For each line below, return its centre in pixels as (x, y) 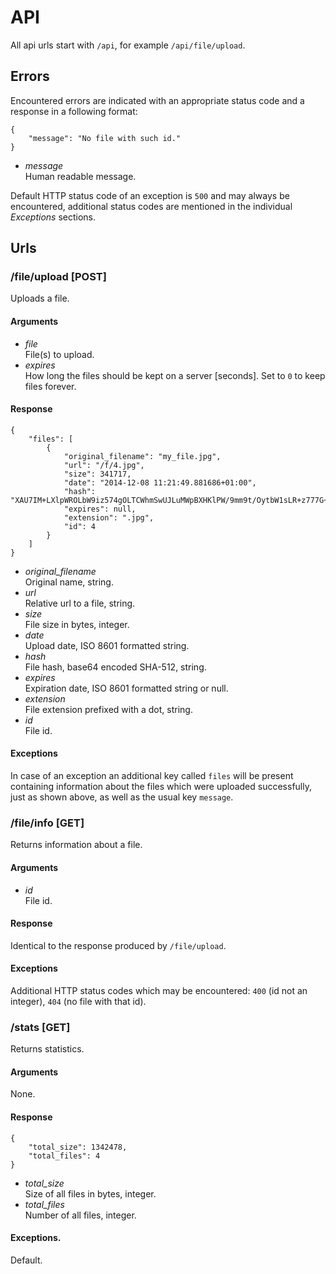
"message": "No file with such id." (105, 138)
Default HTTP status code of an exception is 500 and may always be (150, 195)
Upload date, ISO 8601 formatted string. (107, 645)
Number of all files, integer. (80, 1215)
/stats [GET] (40, 1027)
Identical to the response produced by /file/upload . (118, 945)
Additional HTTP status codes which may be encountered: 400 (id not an (159, 990)
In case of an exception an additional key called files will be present (152, 776)
